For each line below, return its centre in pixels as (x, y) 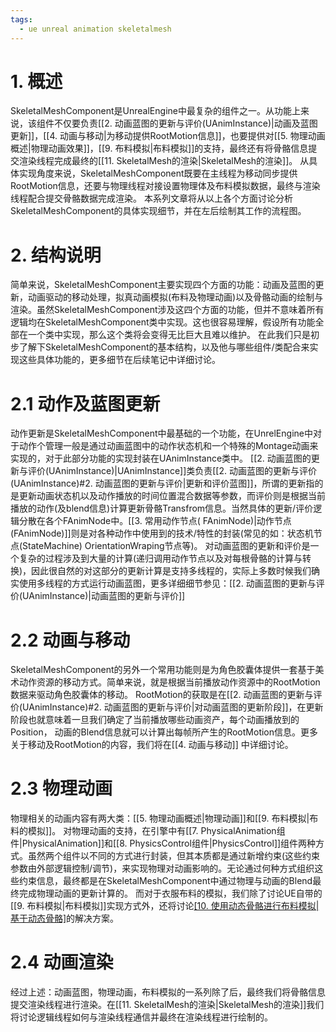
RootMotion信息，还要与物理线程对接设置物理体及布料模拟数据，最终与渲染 (165, 186)
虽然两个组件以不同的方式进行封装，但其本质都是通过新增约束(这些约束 (174, 856)
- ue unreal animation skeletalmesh (95, 29)
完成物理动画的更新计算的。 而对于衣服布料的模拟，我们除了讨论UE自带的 (170, 893)
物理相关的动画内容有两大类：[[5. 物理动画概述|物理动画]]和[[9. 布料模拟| (160, 818)
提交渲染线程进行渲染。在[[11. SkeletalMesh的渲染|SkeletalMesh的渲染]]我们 (167, 1005)
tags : (21, 19)
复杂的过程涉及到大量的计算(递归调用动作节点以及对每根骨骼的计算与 (160, 558)
